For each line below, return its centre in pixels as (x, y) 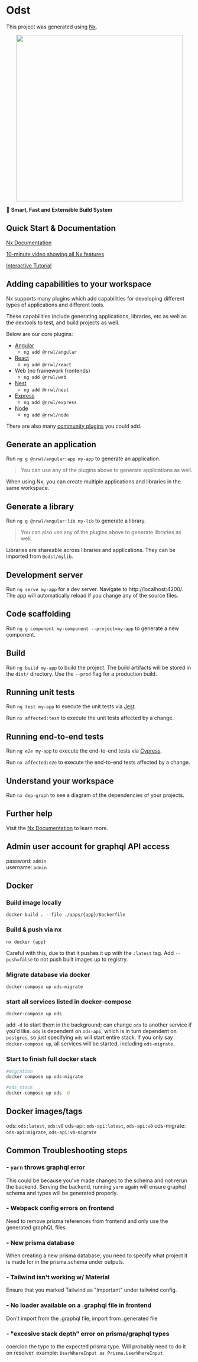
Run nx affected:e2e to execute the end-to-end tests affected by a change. (98, 762)
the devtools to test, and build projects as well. (63, 322)
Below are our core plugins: (40, 334)
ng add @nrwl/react (48, 364)
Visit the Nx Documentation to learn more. (57, 828)
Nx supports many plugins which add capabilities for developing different (95, 298)
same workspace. (28, 488)
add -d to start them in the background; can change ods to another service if (99, 1025)
